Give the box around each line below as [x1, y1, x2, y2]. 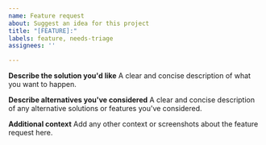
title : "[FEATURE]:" [8, 27, 78, 35]
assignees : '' [8, 42, 56, 50]
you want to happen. [8, 80, 77, 89]
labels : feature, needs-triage [8, 34, 114, 43]
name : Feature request [8, 11, 85, 20]
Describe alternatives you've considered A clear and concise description [8, 95, 256, 105]
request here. [8, 128, 53, 138]
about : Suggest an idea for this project [8, 19, 150, 27]
